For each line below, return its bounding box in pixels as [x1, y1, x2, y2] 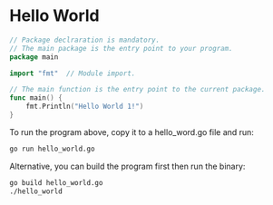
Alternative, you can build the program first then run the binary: [9, 161, 246, 171]
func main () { [9, 93, 63, 102]
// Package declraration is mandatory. [9, 35, 161, 44]
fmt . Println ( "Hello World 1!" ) [25, 102, 144, 112]
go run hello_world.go [9, 144, 95, 153]
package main [9, 52, 59, 62]
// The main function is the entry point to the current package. [9, 85, 266, 94]
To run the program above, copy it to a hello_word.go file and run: [9, 126, 254, 137]
